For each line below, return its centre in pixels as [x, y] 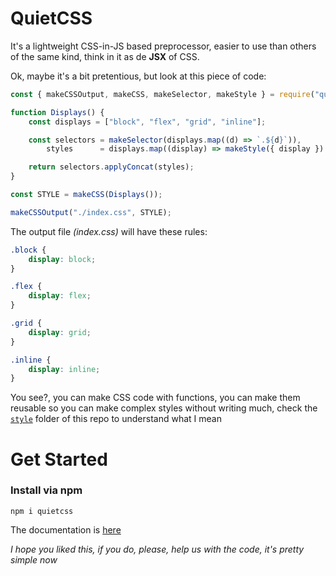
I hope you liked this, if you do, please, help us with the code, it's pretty [157, 549]
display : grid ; [60, 332]
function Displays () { [57, 112]
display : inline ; [64, 369]
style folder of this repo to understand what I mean [116, 419]
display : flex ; [60, 296]
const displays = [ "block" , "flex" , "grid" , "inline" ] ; [147, 122]
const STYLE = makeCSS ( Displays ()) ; [86, 195]
